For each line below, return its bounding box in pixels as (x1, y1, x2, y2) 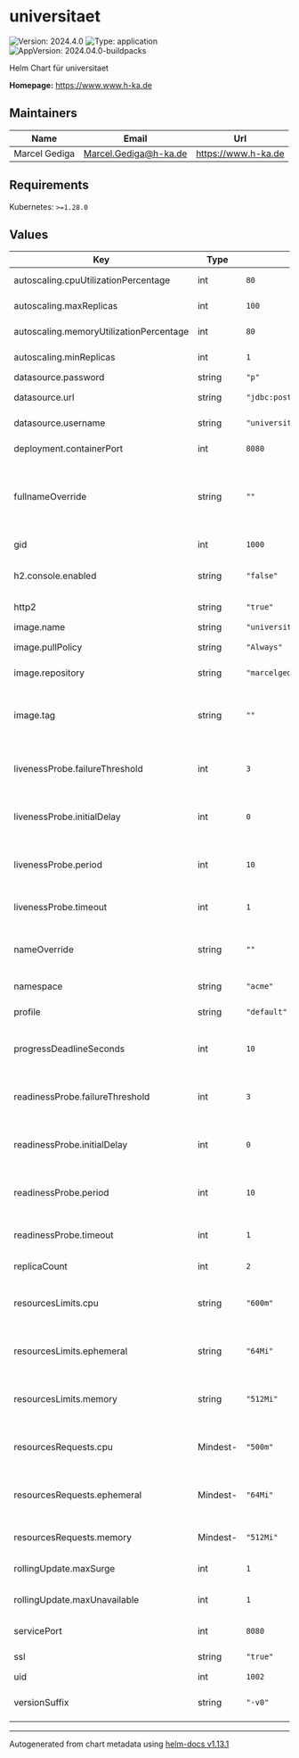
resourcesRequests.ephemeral (13, 1488, 142, 1501)
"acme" (246, 982, 274, 991)
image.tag (13, 709, 56, 722)
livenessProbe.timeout (13, 901, 108, 914)
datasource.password (13, 371, 105, 384)
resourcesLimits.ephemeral (13, 1345, 128, 1357)
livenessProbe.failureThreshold (13, 763, 144, 775)
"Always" (246, 643, 283, 652)
